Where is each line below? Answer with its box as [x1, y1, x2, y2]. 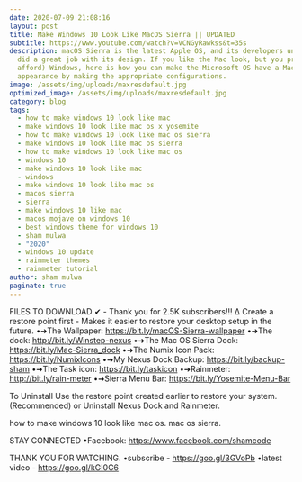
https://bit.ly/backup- [206, 353, 286, 365]
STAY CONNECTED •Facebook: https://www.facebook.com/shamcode [9, 434, 271, 446]
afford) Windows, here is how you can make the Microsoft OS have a [17, 64, 280, 73]
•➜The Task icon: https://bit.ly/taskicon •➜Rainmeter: [31, 363, 231, 374]
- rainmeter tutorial [17, 265, 99, 274]
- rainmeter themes [17, 256, 91, 266]
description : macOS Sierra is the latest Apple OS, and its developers [9, 47, 283, 56]
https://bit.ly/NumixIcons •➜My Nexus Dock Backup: [9, 353, 205, 365]
